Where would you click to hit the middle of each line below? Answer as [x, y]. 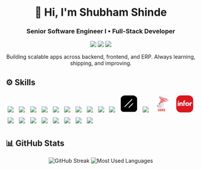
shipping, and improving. [101, 64]
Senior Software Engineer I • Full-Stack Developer [101, 31]
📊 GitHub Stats [35, 143]
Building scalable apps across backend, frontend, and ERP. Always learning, [101, 57]
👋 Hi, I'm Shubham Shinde [101, 12]
